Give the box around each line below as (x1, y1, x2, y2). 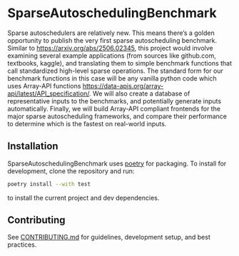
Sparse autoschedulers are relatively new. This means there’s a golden (7, 29, 215, 37)
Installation (7, 140, 59, 153)
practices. (7, 240, 37, 249)
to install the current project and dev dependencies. (7, 193, 160, 202)
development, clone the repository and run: (7, 166, 135, 175)
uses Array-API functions (7, 81, 81, 90)
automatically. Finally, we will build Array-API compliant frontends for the (7, 104, 221, 113)
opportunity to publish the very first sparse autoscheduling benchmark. (7, 36, 218, 44)
